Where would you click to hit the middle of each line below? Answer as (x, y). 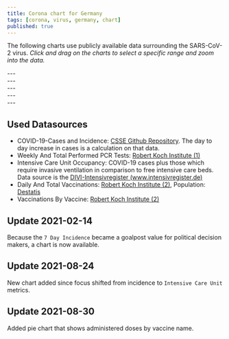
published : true (30, 26)
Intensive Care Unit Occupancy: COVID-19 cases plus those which (110, 163)
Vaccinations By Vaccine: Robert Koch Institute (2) (88, 199)
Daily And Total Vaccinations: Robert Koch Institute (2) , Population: (111, 185)
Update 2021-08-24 (51, 266)
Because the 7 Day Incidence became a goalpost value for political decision (114, 237)
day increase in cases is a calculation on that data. (88, 148)
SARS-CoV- (206, 46)
